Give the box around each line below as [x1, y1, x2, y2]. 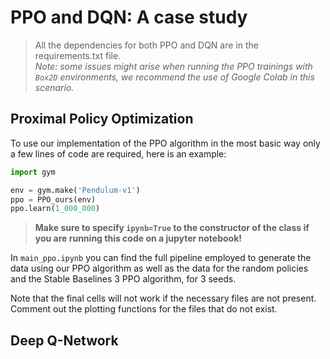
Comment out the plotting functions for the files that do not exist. [10, 303, 278, 315]
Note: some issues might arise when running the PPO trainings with [34, 60, 313, 72]
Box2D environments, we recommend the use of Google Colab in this [34, 71, 315, 83]
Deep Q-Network [10, 332, 119, 349]
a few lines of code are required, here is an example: [10, 147, 227, 160]
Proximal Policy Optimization [10, 111, 194, 128]
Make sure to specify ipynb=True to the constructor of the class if [34, 222, 310, 234]
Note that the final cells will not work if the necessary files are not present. [10, 292, 317, 305]
